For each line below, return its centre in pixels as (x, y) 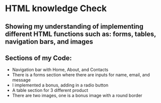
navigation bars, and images (49, 42)
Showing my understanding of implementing (74, 26)
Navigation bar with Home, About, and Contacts (60, 70)
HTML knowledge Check (56, 9)
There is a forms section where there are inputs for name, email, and (81, 75)
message (21, 80)
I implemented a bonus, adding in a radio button (60, 85)
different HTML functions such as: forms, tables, (80, 34)
